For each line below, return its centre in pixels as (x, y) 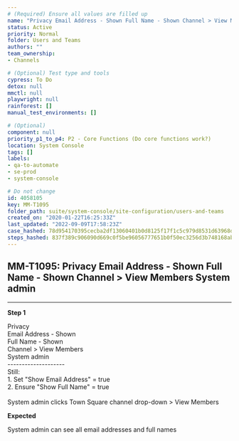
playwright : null (33, 100)
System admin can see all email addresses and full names (92, 429)
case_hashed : (27, 231)
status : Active (30, 27)
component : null (31, 132)
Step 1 (17, 312)
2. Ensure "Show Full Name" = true (58, 387)
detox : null (25, 86)
